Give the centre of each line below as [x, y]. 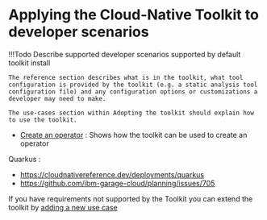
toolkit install [29, 63]
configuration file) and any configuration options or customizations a [133, 91]
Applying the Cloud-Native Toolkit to [134, 15]
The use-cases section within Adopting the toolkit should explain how [131, 113]
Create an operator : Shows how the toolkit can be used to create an [133, 135]
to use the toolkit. [43, 120]
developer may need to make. [57, 98]
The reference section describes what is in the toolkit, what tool [126, 77]
